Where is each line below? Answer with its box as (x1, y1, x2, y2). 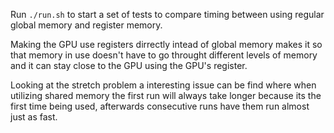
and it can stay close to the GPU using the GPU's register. (10, 60, 248, 71)
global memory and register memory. (10, 19, 163, 31)
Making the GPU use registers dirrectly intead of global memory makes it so (10, 39, 323, 50)
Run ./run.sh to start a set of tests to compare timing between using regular (10, 9, 325, 20)
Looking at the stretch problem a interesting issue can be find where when (10, 79, 317, 91)
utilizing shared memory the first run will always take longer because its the (10, 90, 322, 101)
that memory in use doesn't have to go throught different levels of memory (10, 49, 318, 61)
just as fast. (10, 111, 58, 123)
